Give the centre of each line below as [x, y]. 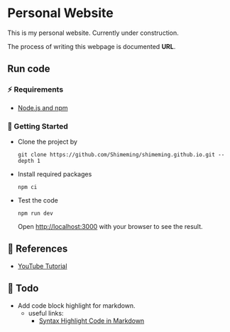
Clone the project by [48, 141]
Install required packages [55, 174]
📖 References [38, 249]
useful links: [46, 313]
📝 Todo [23, 288]
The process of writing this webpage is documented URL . [92, 46]
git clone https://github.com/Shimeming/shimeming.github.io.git [116, 154]
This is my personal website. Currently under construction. [93, 33]
